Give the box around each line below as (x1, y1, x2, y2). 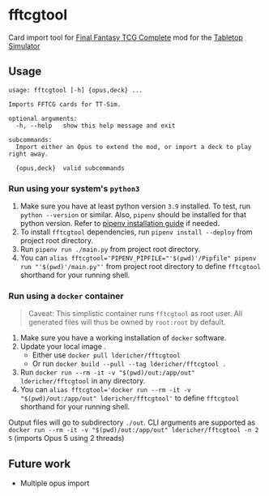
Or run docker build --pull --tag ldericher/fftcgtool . (32, 359, 227, 369)
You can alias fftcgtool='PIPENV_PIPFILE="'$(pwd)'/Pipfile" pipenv (19, 253, 257, 263)
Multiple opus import (19, 478, 90, 488)
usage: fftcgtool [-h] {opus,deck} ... (8, 86, 143, 94)
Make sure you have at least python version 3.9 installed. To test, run (19, 201, 251, 212)
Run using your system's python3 (8, 182, 140, 194)
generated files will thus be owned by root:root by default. (28, 318, 226, 327)
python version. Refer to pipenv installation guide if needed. (19, 219, 220, 229)
